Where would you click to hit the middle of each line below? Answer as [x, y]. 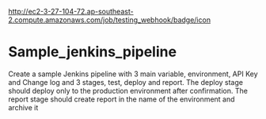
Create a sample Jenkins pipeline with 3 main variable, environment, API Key [133, 74]
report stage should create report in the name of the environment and [122, 99]
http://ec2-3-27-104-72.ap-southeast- [71, 12]
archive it [23, 107]
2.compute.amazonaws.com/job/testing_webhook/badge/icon [110, 20]
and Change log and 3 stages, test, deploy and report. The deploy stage [126, 82]
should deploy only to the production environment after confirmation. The [128, 90]
